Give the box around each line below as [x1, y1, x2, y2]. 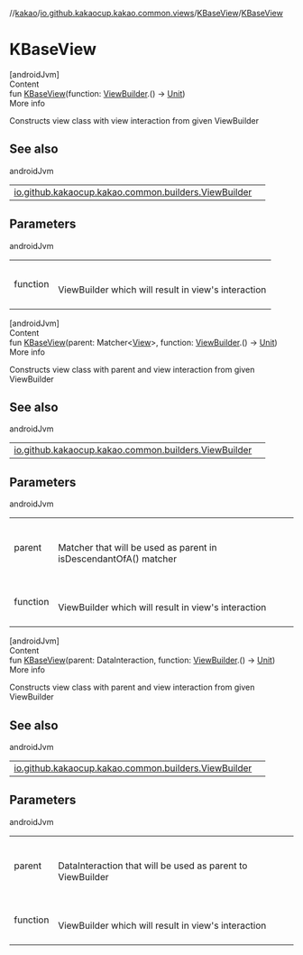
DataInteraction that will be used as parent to [58, 859, 248, 872]
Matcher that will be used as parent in [58, 542, 217, 554]
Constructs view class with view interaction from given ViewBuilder [9, 115, 260, 125]
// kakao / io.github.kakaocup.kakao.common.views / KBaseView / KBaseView [9, 8, 284, 18]
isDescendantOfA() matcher [58, 552, 178, 565]
